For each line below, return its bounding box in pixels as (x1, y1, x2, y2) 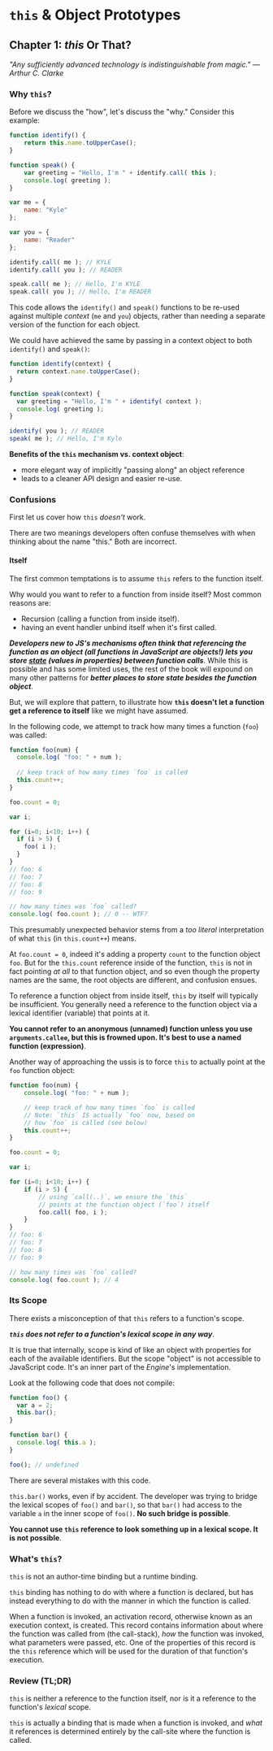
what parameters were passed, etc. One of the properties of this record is (9, 1638, 256, 1648)
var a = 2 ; (16, 1401, 54, 1410)
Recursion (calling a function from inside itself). (20, 614, 180, 623)
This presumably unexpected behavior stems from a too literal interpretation (9, 925, 265, 935)
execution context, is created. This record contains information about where (9, 1620, 263, 1631)
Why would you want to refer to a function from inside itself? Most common (9, 589, 262, 599)
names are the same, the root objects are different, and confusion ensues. (9, 975, 258, 985)
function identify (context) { (9, 360, 112, 368)
